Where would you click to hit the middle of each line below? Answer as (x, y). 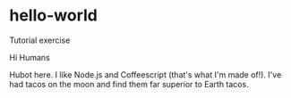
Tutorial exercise (40, 40)
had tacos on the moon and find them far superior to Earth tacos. (129, 84)
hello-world (54, 16)
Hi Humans (30, 57)
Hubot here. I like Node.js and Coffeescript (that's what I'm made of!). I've (145, 74)
